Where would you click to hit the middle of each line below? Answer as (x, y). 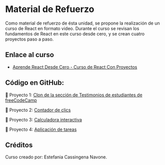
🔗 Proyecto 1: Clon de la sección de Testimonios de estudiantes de (74, 95)
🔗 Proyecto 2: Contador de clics (38, 110)
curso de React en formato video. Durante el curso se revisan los (72, 28)
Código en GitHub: (35, 83)
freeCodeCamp (21, 100)
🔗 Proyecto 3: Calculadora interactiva (44, 119)
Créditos (19, 145)
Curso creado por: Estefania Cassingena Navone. (56, 157)
